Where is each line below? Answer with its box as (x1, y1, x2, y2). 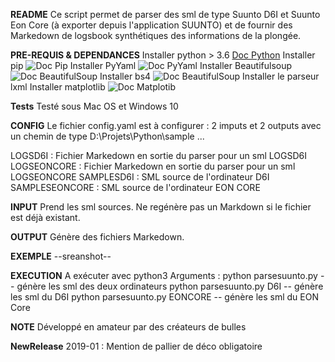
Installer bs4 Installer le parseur (99, 70, 320, 82)
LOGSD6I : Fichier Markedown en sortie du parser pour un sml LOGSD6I (10, 150, 307, 161)
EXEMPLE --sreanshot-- (10, 250, 112, 262)
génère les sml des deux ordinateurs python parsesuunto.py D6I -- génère (16, 280, 324, 292)
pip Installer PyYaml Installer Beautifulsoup (10, 60, 293, 71)
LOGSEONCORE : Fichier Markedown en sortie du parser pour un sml (10, 160, 296, 172)
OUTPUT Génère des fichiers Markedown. (10, 231, 185, 243)
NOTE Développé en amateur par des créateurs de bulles (10, 321, 247, 333)
